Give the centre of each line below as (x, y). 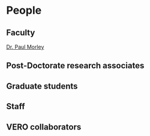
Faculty (21, 33)
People (24, 10)
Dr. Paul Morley (25, 47)
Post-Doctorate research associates (75, 66)
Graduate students (42, 86)
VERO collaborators (44, 127)
